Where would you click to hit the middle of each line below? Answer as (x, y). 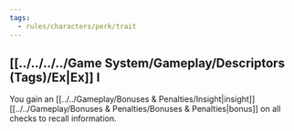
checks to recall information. (63, 118)
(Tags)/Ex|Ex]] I (55, 77)
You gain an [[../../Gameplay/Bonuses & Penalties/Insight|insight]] (132, 99)
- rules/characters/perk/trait (77, 26)
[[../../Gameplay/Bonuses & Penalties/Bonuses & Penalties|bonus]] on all (145, 109)
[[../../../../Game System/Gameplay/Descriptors (147, 63)
